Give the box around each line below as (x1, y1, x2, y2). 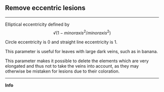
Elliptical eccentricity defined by (5, 21, 70, 27)
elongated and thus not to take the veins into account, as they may (5, 63, 139, 69)
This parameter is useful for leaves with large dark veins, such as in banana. (5, 49, 158, 55)
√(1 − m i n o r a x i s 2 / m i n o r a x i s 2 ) (53, 29, 111, 36)
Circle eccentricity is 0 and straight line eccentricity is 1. (5, 39, 118, 45)
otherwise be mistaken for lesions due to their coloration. (5, 68, 120, 74)
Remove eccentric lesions (5, 4, 85, 12)
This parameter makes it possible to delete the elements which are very (5, 58, 149, 64)
